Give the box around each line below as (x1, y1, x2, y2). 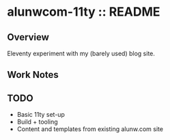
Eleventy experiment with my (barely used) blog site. (7, 49, 156, 57)
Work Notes (7, 69, 59, 81)
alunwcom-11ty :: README (7, 4, 160, 20)
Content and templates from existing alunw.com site (16, 125, 164, 133)
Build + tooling (16, 117, 58, 126)
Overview (7, 31, 50, 43)
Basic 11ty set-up (16, 111, 65, 119)
